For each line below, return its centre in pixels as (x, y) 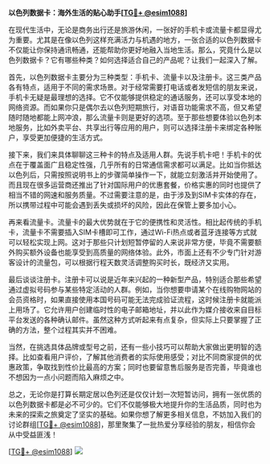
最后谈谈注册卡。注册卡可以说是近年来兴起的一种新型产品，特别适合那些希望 (135, 280)
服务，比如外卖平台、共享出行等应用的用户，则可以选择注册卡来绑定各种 (135, 127)
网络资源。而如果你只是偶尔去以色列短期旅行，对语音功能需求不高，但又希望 (135, 107)
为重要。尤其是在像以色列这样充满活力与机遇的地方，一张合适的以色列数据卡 (135, 40)
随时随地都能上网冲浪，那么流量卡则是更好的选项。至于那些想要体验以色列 (131, 117)
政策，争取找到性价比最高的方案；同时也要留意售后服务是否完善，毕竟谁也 (138, 367)
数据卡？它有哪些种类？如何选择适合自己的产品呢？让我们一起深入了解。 (142, 60)
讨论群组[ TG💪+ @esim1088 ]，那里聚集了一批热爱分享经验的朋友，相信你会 (132, 425)
